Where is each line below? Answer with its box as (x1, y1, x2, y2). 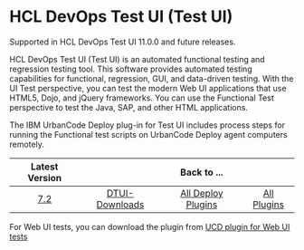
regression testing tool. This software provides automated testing (9, 63, 252, 74)
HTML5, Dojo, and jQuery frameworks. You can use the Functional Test (9, 92, 274, 103)
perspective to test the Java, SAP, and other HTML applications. (9, 101, 249, 112)
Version (26, 171, 62, 184)
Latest (30, 160, 59, 173)
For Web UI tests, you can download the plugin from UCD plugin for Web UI (9, 221, 290, 232)
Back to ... (180, 166, 223, 178)
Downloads (96, 197, 145, 210)
